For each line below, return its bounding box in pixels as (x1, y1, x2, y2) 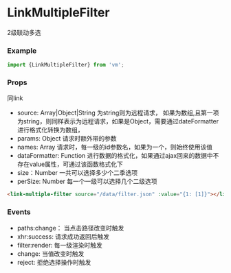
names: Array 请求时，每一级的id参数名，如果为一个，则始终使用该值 (16, 143, 213, 152)
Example (7, 46, 37, 56)
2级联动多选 (7, 28, 41, 36)
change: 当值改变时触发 (16, 249, 85, 258)
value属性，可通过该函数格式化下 (29, 160, 124, 169)
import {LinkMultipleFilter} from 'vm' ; (7, 62, 125, 69)
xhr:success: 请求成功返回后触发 (16, 232, 110, 241)
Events (7, 207, 31, 217)
